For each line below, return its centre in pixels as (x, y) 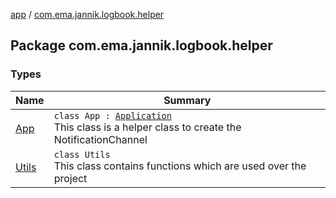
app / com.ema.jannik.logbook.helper (87, 14)
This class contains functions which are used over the (180, 166)
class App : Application (112, 115)
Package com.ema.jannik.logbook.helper (141, 45)
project (70, 178)
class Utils (82, 154)
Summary (187, 100)
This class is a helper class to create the (147, 127)
